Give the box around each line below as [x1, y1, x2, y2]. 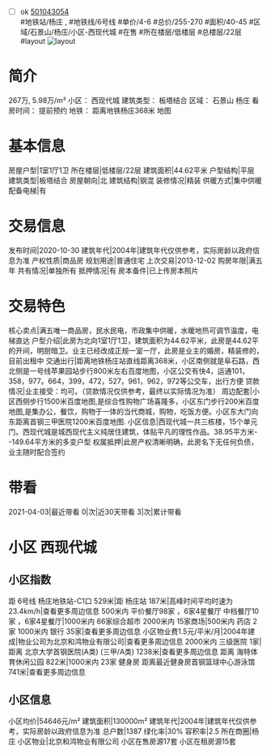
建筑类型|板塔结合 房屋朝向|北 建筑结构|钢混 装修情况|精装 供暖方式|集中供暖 [8, 175, 263, 185]
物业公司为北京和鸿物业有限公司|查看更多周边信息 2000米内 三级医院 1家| [17, 636, 262, 646]
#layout [19, 36, 46, 46]
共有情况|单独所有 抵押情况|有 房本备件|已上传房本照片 [17, 265, 199, 275]
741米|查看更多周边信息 [8, 666, 87, 676]
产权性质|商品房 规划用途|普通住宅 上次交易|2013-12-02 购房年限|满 [31, 255, 256, 265]
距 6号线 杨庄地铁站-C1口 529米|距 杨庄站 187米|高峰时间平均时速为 [8, 596, 233, 606]
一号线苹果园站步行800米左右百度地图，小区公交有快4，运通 [29, 366, 232, 375]
